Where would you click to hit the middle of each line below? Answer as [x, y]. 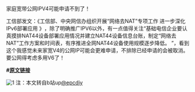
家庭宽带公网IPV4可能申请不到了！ [48, 8]
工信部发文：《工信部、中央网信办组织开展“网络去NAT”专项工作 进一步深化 [96, 21]
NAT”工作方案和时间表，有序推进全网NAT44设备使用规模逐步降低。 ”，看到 [98, 43]
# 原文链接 [18, 70]
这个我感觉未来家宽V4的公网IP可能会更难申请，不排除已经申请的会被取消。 [97, 50]
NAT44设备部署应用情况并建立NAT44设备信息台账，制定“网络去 [99, 36]
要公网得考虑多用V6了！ [35, 58]
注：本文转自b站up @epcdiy [49, 83]
